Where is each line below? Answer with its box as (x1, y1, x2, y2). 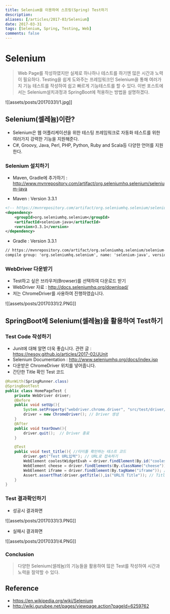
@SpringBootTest (5, 383, 39, 388)
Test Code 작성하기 (5, 333, 52, 340)
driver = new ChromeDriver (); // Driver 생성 (23, 412, 119, 417)
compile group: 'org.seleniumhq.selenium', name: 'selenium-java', (5, 252, 151, 258)
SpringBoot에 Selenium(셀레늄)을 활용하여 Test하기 (5, 317, 163, 325)
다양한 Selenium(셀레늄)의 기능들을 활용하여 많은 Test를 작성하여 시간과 (17, 562, 160, 569)
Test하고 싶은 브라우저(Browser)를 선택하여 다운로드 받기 (12, 278, 126, 284)
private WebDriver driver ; (14, 393, 71, 398)
